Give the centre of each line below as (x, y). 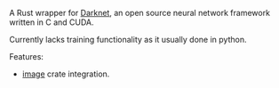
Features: (27, 56)
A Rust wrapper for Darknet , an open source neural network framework (140, 13)
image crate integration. (66, 74)
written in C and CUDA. (52, 22)
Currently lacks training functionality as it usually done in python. (128, 40)
